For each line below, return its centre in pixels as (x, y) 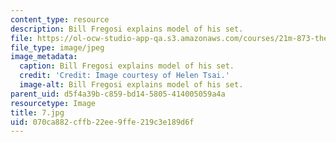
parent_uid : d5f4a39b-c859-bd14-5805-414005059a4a (118, 94)
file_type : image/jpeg (57, 47)
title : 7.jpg (37, 112)
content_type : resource (60, 19)
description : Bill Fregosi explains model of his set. (127, 29)
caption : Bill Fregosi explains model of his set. (127, 66)
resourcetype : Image (53, 103)
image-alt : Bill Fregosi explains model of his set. (131, 85)
